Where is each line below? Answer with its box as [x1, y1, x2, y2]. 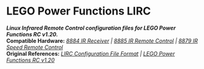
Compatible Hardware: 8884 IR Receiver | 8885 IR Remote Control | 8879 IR [6, 37, 198, 44]
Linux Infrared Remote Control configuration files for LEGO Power [6, 24, 176, 31]
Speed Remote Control [6, 44, 63, 51]
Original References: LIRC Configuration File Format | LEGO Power [6, 50, 175, 57]
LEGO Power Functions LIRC [6, 4, 151, 18]
